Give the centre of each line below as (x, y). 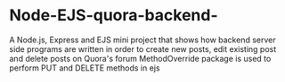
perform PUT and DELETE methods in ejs (85, 68)
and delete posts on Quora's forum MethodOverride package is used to (140, 58)
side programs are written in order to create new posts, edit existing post (143, 48)
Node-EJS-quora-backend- (114, 15)
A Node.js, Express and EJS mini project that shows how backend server (142, 40)
